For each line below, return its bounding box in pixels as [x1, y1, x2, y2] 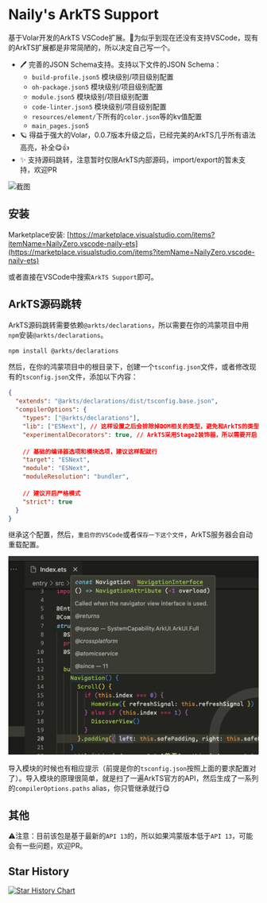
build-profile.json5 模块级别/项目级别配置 [31, 71, 174, 81]
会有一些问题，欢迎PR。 [8, 841, 87, 851]
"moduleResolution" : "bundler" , [22, 473, 130, 481]
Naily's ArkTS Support [8, 6, 159, 24]
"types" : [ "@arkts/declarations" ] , [22, 415, 141, 423]
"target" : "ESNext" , [22, 456, 91, 464]
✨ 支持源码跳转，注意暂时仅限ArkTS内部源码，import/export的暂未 [19, 155, 239, 164]
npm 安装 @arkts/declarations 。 [8, 330, 108, 339]
